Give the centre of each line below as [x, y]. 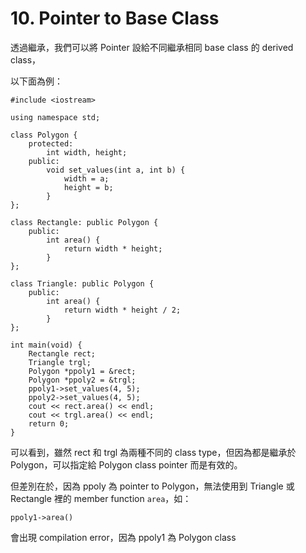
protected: [51, 143]
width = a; [86, 178]
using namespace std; [55, 117]
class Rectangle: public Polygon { [84, 222]
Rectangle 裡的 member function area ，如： [101, 498]
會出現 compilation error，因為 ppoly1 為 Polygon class [123, 537]
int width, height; [87, 152]
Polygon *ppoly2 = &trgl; [82, 380]
